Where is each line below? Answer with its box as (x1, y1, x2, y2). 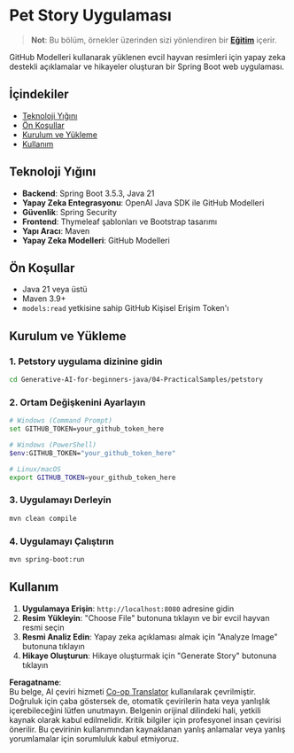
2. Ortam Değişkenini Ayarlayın (9, 396, 146, 408)
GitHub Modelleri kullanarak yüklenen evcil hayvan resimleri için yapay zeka (9, 51, 286, 62)
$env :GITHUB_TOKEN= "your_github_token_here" (9, 448, 176, 457)
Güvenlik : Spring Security (21, 206, 117, 217)
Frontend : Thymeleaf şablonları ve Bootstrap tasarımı (21, 216, 218, 227)
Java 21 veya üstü (21, 284, 88, 295)
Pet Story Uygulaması (9, 5, 173, 26)
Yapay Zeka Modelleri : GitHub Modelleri (21, 235, 170, 245)
